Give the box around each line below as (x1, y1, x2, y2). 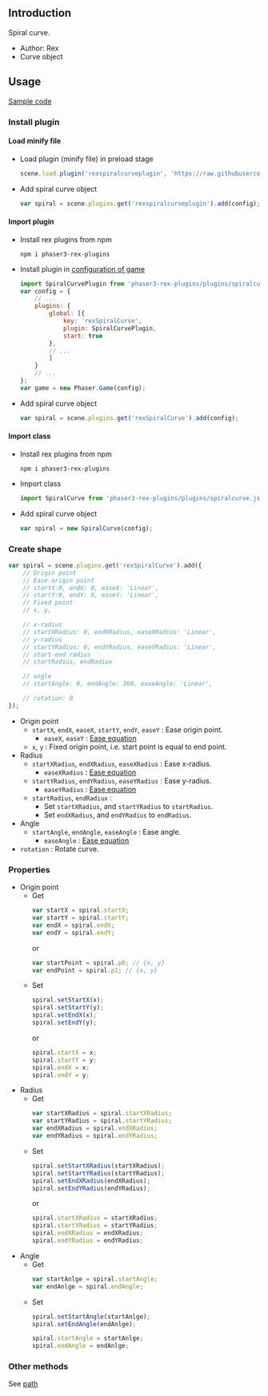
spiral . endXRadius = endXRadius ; (31, 1229, 144, 1237)
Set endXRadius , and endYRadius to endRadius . (43, 810, 192, 819)
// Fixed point (22, 599, 74, 607)
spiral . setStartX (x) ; (31, 996, 104, 1005)
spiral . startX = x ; (31, 1048, 98, 1057)
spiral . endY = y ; (31, 1070, 90, 1079)
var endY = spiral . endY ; (31, 929, 115, 937)
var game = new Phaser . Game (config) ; (19, 384, 146, 392)
